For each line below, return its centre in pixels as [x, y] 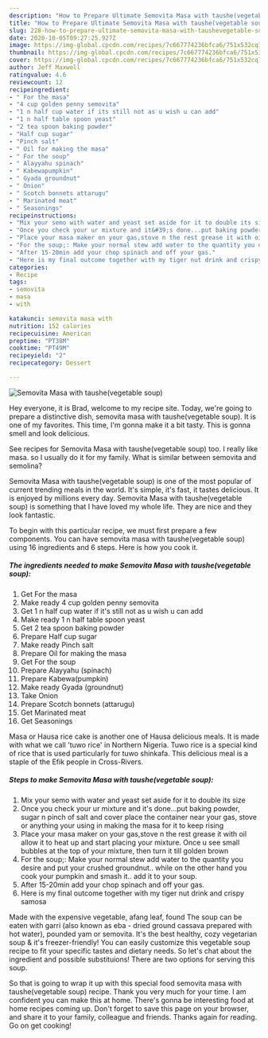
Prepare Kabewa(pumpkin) [64, 678]
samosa [33, 901]
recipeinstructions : [43, 216]
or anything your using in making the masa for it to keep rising [122, 825]
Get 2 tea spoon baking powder [72, 628]
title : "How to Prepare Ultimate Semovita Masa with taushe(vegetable [128, 23]
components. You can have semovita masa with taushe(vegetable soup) [127, 539]
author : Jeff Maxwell [45, 68]
